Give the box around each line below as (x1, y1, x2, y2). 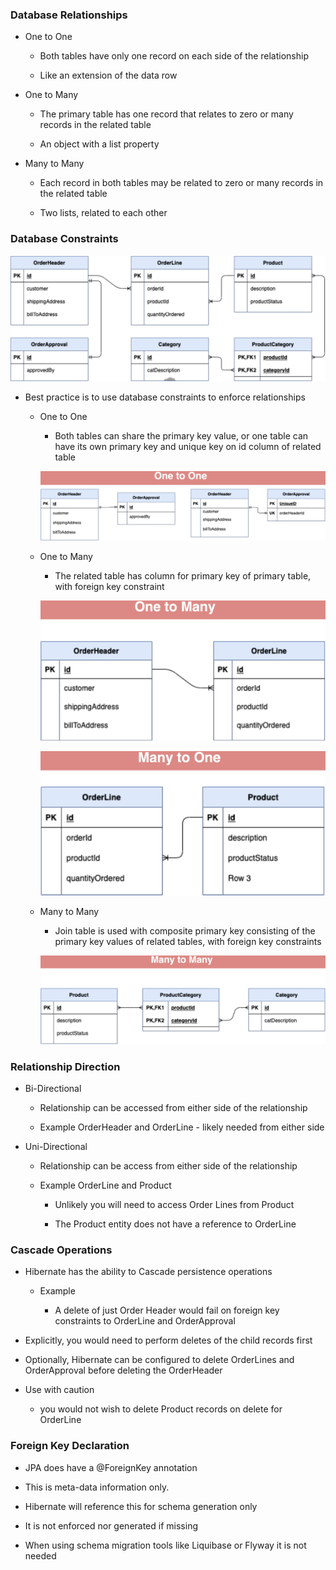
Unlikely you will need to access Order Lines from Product (54, 1198, 295, 1210)
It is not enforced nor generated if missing (24, 1519, 198, 1532)
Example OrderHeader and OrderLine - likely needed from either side (39, 1121, 325, 1133)
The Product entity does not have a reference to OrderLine (54, 1218, 297, 1230)
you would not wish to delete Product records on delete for (39, 1403, 283, 1415)
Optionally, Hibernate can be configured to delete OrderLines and (24, 1354, 295, 1366)
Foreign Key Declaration (10, 1439, 130, 1453)
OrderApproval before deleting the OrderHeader (24, 1364, 223, 1377)
